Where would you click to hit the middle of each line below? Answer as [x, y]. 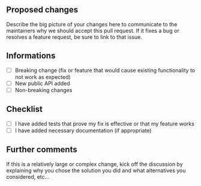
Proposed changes [42, 10]
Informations [31, 56]
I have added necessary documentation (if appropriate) [83, 130]
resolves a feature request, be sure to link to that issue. [74, 37]
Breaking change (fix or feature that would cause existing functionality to [105, 70]
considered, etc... [28, 176]
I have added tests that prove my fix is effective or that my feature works [105, 124]
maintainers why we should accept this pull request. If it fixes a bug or [93, 31]
